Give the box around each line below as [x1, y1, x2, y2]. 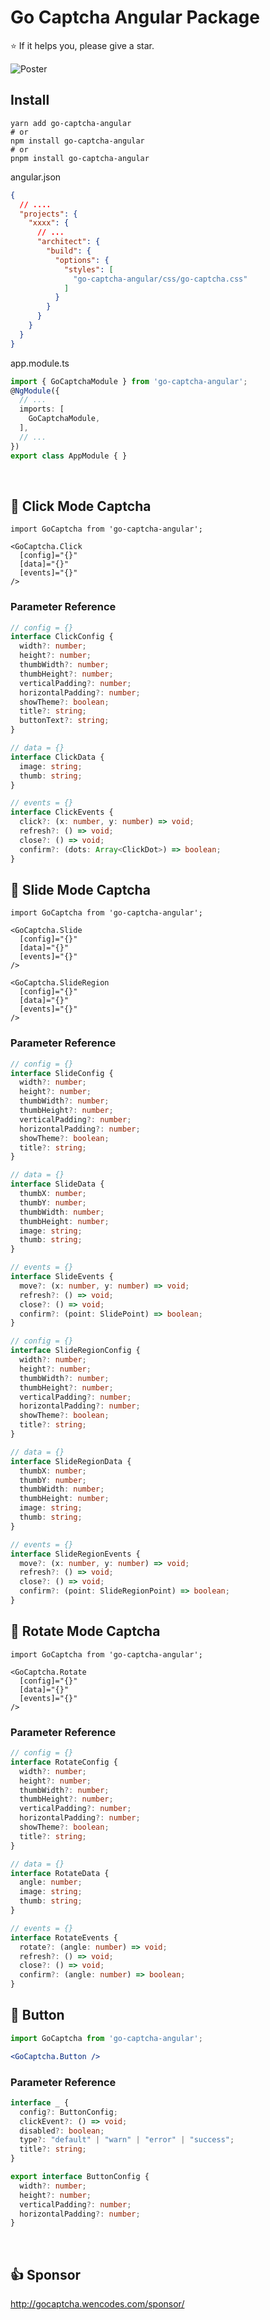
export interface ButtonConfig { [10, 2172, 150, 2182]
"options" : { [54, 255, 110, 265]
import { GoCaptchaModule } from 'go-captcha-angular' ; [10, 376, 248, 386]
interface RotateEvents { [10, 1932, 118, 1943]
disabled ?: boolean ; [19, 2126, 105, 2136]
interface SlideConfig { [10, 1068, 114, 1078]
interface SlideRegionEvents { [10, 1549, 141, 1559]
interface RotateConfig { [10, 1757, 118, 1767]
